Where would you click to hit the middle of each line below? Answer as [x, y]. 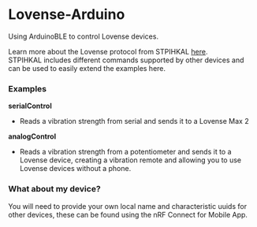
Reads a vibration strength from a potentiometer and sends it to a [125, 152]
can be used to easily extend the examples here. [87, 68]
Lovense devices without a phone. [75, 169]
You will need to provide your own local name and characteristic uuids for [127, 206]
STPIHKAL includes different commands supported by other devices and [126, 60]
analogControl [32, 136]
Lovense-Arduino [67, 15]
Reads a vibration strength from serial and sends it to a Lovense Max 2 [134, 121]
